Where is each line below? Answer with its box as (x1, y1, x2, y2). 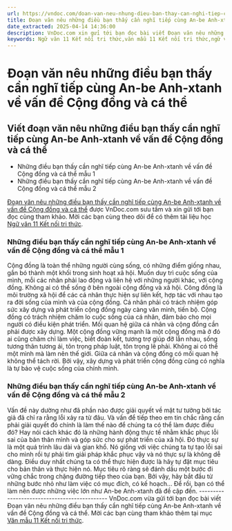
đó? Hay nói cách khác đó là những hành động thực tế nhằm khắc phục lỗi (7, 428, 219, 436)
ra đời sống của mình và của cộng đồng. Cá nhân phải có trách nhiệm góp (7, 298, 218, 306)
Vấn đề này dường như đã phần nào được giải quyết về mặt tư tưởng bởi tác (7, 406, 222, 414)
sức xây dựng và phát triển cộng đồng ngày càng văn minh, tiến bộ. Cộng (7, 306, 217, 314)
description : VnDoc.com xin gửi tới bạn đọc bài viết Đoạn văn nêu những (7, 29, 224, 37)
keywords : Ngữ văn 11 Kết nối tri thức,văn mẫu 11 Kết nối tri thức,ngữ (7, 36, 221, 43)
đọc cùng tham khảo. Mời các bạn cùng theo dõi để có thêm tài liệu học (7, 212, 212, 221)
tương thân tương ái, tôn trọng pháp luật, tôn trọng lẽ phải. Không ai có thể (7, 342, 218, 351)
